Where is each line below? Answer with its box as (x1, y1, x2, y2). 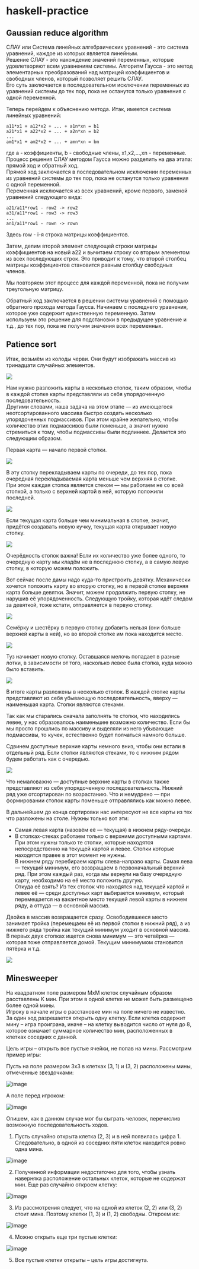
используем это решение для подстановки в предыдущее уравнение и (6, 316, 187, 323)
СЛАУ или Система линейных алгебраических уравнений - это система (6, 43, 188, 50)
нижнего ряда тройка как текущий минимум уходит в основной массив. (6, 926, 190, 933)
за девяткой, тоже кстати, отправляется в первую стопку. (6, 601, 153, 608)
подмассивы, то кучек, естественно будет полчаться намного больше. (6, 731, 187, 738)
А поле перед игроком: (6, 1091, 65, 1099)
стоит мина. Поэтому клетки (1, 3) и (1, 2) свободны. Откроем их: (14, 1210, 180, 1217)
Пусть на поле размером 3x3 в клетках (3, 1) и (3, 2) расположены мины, (6, 1062, 192, 1069)
